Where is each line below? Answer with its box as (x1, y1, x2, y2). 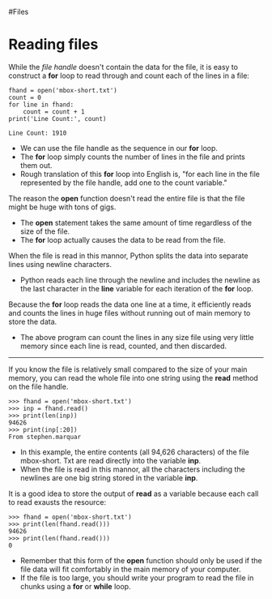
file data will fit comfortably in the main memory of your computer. (19, 564, 241, 574)
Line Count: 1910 (8, 129, 67, 137)
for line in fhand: (8, 101, 74, 109)
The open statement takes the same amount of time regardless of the (19, 218, 253, 227)
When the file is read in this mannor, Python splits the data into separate (8, 251, 249, 261)
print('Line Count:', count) (8, 114, 107, 123)
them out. (19, 160, 53, 170)
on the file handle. (8, 381, 69, 391)
